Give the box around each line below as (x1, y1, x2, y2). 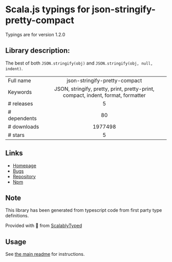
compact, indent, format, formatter (62, 91, 146, 98)
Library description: (5, 46, 70, 55)
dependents (8, 114, 37, 122)
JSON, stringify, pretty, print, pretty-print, (54, 85, 155, 92)
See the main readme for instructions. (5, 251, 85, 257)
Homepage (12, 163, 37, 169)
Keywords (8, 88, 32, 95)
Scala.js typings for (5, 4, 90, 15)
